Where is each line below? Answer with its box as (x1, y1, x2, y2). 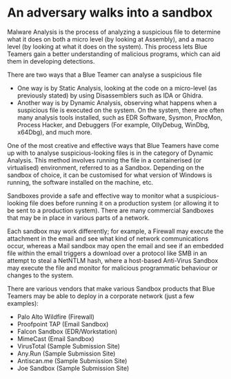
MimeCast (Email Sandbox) (17, 334, 94, 343)
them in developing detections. (7, 57, 95, 65)
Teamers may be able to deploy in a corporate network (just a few (7, 292, 194, 300)
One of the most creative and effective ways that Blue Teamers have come (7, 141, 219, 149)
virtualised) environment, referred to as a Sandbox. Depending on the (7, 163, 205, 172)
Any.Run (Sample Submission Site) (17, 349, 116, 358)
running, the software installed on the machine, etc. (7, 178, 154, 186)
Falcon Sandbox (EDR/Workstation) (17, 327, 118, 335)
